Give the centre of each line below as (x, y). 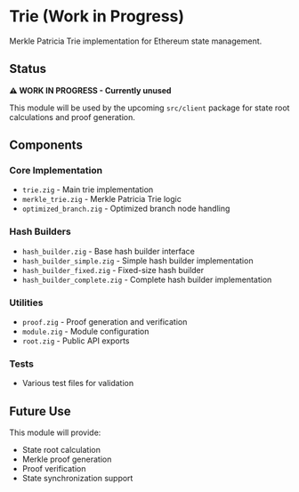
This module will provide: (55, 432)
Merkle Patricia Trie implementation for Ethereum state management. (136, 41)
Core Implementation (56, 171)
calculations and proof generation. (73, 117)
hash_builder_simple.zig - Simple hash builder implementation (137, 261)
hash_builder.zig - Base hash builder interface (109, 251)
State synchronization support (77, 479)
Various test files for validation (78, 383)
